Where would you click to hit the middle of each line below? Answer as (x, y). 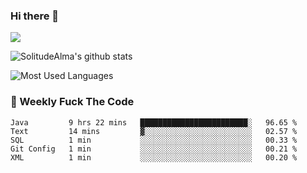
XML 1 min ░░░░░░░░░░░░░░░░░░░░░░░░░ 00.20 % (154, 157)
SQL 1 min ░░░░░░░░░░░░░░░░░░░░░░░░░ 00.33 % (154, 140)
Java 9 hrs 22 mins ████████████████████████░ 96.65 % (154, 122)
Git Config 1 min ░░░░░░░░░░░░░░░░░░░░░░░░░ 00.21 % (154, 149)
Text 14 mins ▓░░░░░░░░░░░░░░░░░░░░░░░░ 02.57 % (154, 131)
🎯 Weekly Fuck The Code (72, 102)
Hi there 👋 (35, 16)
